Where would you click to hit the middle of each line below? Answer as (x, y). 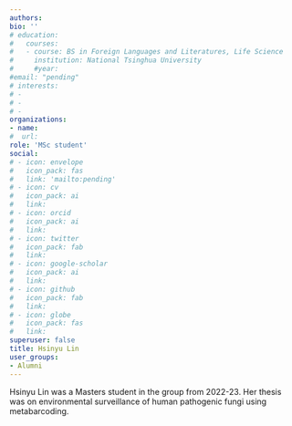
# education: (34, 35)
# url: (24, 137)
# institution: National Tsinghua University (106, 60)
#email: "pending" (44, 78)
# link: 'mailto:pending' (63, 179)
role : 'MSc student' (49, 145)
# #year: (34, 69)
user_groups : (34, 357)
